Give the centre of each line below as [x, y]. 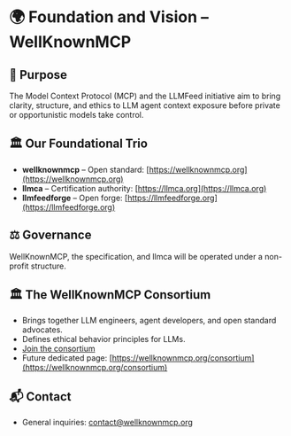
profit [19, 266]
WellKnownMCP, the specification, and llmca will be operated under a [136, 256]
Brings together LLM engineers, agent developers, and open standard [149, 321]
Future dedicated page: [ [67, 358]
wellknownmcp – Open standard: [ [85, 169]
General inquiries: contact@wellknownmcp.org [107, 423]
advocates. [42, 330]
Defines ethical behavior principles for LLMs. [103, 339]
